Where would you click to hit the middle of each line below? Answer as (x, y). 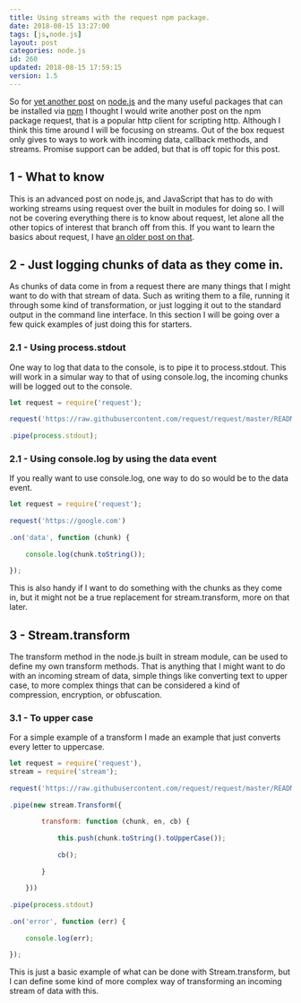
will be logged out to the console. (71, 386)
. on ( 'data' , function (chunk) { (69, 537)
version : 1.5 (34, 76)
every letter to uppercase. (57, 747)
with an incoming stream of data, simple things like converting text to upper (149, 676)
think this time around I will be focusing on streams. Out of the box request (147, 130)
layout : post (34, 43)
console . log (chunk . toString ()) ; (86, 554)
